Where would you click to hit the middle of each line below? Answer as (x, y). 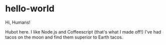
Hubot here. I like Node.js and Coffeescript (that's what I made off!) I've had (83, 32)
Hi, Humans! (18, 22)
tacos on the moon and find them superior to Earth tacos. (64, 37)
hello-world (30, 9)
